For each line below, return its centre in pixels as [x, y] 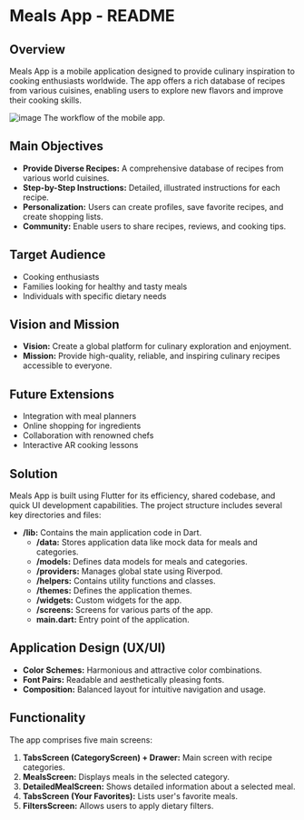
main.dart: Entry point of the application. [113, 620]
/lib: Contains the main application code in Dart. [112, 533]
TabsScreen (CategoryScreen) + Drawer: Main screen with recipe [147, 757]
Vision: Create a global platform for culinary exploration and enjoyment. [157, 346]
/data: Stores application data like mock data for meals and [147, 543]
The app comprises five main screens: [81, 740]
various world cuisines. [66, 177]
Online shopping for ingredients [82, 426]
